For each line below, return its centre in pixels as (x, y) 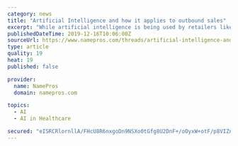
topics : (19, 106)
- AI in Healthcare (42, 119)
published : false (33, 67)
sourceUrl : (23, 40)
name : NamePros (36, 86)
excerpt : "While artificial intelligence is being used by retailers (112, 27)
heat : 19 (20, 60)
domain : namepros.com (46, 93)
